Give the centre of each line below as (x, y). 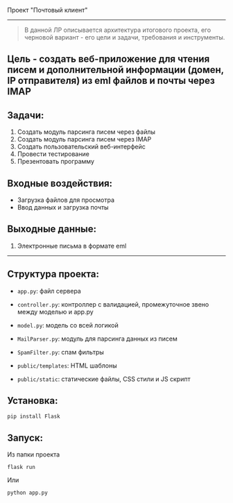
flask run (21, 468)
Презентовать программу (56, 162)
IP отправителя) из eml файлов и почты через (111, 81)
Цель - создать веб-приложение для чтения (109, 59)
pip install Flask (34, 417)
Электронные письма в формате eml (72, 246)
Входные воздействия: (60, 183)
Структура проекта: (53, 274)
